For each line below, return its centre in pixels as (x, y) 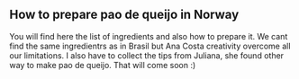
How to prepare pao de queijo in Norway (124, 15)
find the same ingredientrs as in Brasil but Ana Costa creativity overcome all (150, 46)
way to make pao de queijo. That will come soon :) (103, 65)
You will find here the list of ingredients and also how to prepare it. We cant (149, 36)
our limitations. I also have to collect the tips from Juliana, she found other (147, 55)
